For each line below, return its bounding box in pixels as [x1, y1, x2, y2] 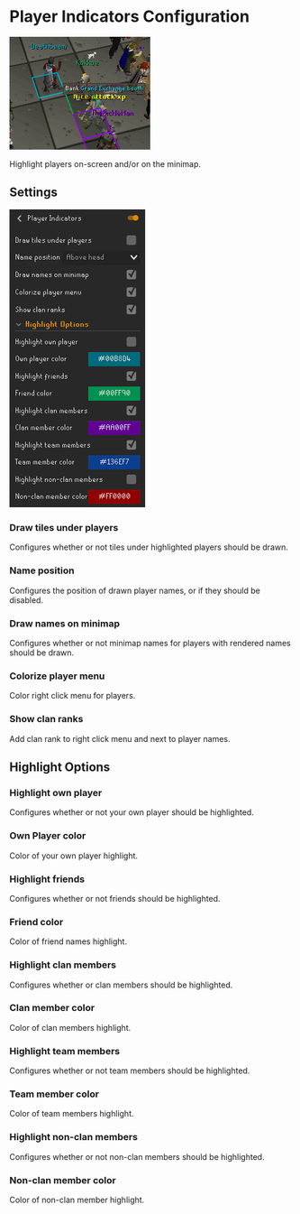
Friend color [9, 915, 64, 928]
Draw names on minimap [9, 616, 120, 629]
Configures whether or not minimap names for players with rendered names [9, 638, 291, 649]
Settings [9, 185, 59, 200]
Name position [9, 564, 75, 577]
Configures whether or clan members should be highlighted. [9, 979, 233, 990]
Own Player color [9, 829, 86, 842]
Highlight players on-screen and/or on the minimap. [9, 158, 201, 169]
